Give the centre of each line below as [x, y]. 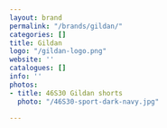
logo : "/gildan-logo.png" [58, 51]
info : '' [26, 77]
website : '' [32, 59]
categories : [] [38, 34]
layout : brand [36, 18]
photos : [24, 85]
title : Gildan [36, 43]
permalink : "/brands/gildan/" [66, 26]
